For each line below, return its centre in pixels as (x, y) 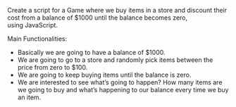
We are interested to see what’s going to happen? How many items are (120, 82)
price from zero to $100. (52, 67)
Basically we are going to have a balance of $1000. (91, 52)
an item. (29, 97)
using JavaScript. (33, 25)
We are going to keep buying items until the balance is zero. (104, 75)
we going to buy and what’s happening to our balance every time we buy (123, 90)
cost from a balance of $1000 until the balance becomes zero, (98, 18)
